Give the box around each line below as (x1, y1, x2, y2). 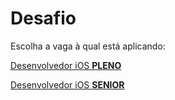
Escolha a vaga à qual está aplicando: (10, 40, 166, 52)
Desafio (10, 7, 77, 30)
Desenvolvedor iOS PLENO (10, 59, 122, 71)
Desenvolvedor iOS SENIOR (10, 78, 125, 91)
